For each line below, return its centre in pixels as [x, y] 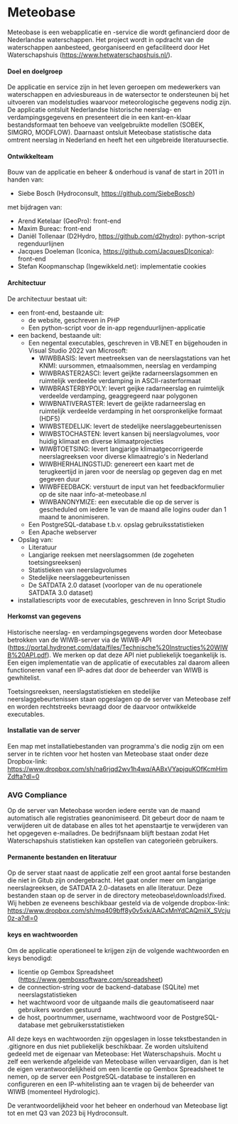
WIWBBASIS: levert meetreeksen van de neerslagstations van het [135, 358]
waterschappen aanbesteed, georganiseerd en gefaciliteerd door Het [109, 47]
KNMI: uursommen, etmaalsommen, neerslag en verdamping [128, 365]
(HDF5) [49, 418]
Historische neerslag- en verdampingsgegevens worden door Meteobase [115, 632]
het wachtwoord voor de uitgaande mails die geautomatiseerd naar [116, 1002]
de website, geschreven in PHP [74, 320]
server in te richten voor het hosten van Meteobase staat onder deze [108, 754]
